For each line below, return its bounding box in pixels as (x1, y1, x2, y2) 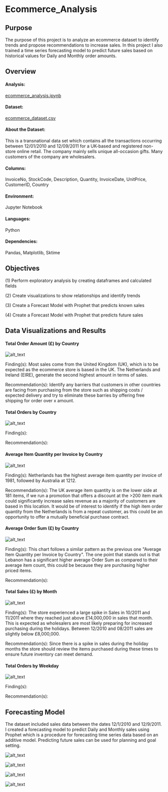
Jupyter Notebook (5, 204, 43, 210)
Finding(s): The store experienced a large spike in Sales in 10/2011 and (5, 609, 150, 615)
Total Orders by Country (5, 409, 56, 415)
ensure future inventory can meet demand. (5, 651, 93, 658)
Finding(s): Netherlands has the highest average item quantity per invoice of (5, 472, 162, 478)
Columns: (5, 165, 26, 171)
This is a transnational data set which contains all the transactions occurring (5, 138, 162, 143)
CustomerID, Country (5, 182, 49, 188)
